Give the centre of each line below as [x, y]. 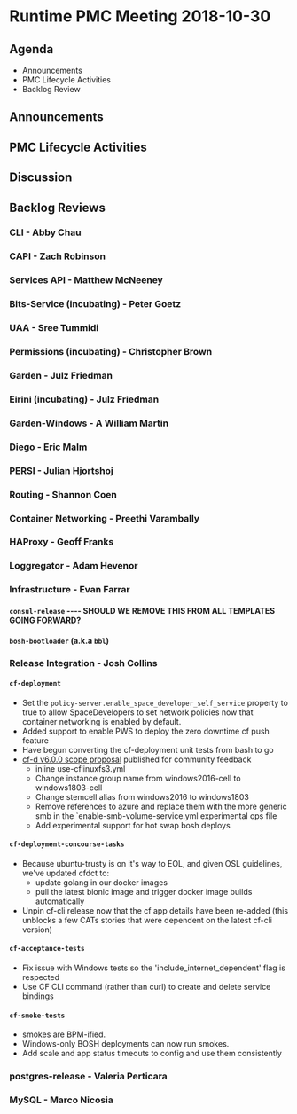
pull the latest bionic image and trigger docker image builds [144, 891]
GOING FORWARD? [45, 620]
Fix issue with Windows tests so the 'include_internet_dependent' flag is [154, 968]
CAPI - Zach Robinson [58, 256]
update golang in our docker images [102, 882]
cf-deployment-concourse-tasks [67, 844]
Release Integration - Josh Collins [83, 663]
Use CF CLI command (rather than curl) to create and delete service [146, 987]
